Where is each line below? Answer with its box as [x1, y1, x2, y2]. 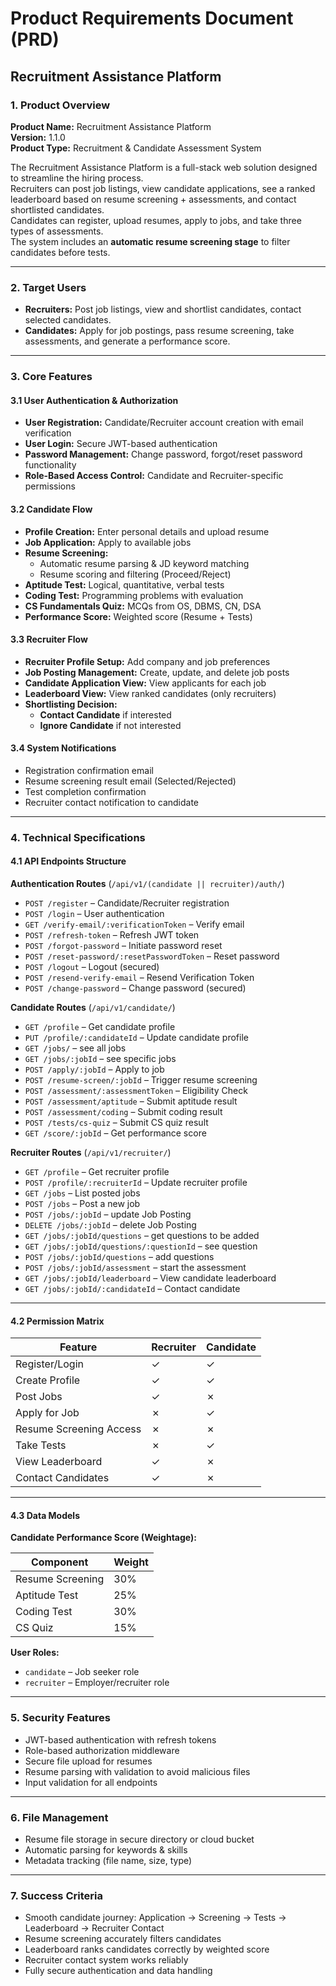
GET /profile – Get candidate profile [24, 1021, 176, 1033]
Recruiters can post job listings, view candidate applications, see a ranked [10, 182, 316, 194]
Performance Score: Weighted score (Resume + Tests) [24, 610, 253, 622]
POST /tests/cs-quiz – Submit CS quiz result [24, 1117, 209, 1129]
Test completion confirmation [24, 785, 147, 797]
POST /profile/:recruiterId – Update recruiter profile [24, 1177, 248, 1189]
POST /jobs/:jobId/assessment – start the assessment [24, 1262, 247, 1274]
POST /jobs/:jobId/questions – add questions [24, 1251, 215, 1263]
